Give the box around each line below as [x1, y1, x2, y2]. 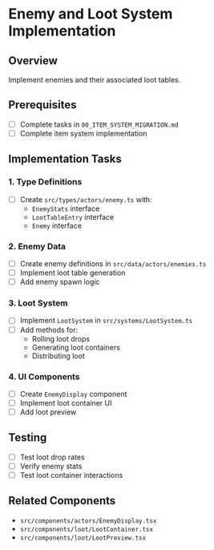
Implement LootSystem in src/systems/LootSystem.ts [19, 316, 193, 326]
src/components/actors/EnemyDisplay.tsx [19, 516, 157, 525]
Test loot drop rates [19, 452, 86, 462]
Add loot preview [19, 407, 77, 417]
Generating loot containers [31, 342, 120, 352]
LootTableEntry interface [31, 212, 115, 221]
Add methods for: [19, 325, 79, 334]
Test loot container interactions [19, 471, 123, 480]
